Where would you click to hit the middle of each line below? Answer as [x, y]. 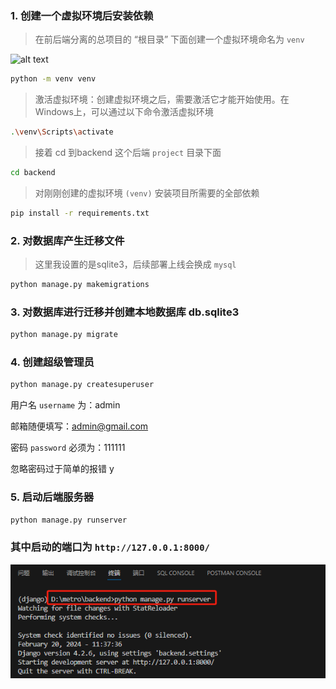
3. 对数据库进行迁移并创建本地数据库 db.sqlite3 [125, 312]
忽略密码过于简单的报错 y [62, 469]
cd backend [33, 173]
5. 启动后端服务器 [52, 497]
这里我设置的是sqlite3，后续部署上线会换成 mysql [135, 264]
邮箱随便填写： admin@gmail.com [79, 426]
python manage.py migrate [64, 335]
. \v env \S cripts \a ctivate [62, 132]
